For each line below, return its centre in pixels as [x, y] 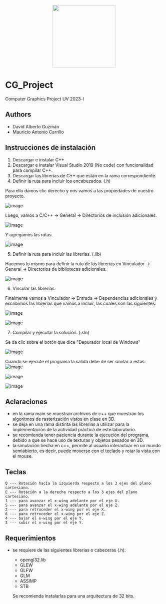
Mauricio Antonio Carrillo [38, 132]
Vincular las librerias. [34, 288]
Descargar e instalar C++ [38, 159]
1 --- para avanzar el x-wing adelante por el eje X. [62, 501]
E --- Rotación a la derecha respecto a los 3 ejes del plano [71, 492]
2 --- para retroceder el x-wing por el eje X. [56, 510]
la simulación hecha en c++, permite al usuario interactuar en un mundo [86, 446]
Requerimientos [30, 538]
